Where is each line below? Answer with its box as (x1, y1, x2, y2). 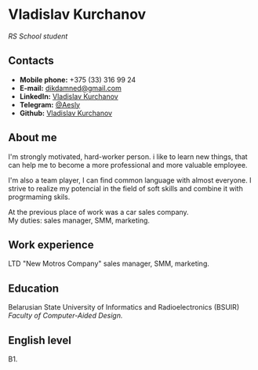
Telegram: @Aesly (19, 100, 81, 109)
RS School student (8, 31, 68, 41)
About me (8, 131, 57, 144)
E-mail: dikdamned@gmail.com (19, 83, 122, 92)
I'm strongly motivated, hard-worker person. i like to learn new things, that (8, 151, 249, 161)
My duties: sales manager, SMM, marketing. (8, 216, 151, 225)
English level (8, 333, 72, 346)
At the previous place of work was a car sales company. (8, 207, 190, 216)
